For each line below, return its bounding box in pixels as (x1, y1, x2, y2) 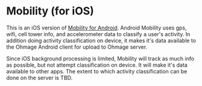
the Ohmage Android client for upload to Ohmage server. (6, 43, 148, 51)
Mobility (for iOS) (6, 4, 95, 18)
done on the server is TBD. (6, 74, 73, 81)
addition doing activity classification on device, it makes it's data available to (6, 37, 197, 44)
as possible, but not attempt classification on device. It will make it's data (6, 61, 188, 69)
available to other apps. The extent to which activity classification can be (6, 67, 188, 75)
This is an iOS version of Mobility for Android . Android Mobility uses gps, (6, 24, 187, 31)
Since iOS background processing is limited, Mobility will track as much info (6, 55, 195, 62)
